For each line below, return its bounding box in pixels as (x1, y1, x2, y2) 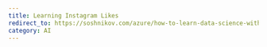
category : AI (8, 26, 52, 34)
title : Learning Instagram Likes (8, 11, 119, 20)
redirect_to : (8, 19, 52, 27)
